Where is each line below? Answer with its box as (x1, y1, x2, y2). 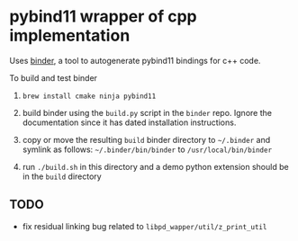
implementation (9, 25, 131, 46)
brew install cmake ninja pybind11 (22, 92, 157, 101)
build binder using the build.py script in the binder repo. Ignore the (22, 107, 273, 118)
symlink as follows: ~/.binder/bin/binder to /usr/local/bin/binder (22, 144, 273, 155)
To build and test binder (9, 72, 97, 83)
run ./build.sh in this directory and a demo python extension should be (22, 161, 290, 172)
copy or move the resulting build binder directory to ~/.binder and (22, 134, 271, 145)
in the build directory (22, 171, 102, 182)
